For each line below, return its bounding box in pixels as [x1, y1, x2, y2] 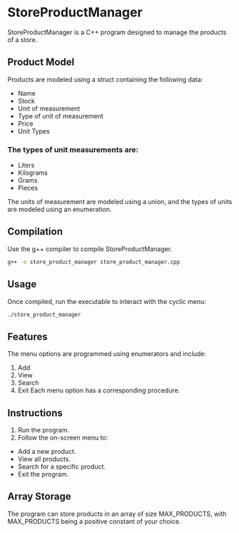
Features [7, 330, 48, 342]
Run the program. [17, 426, 70, 435]
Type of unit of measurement [17, 111, 103, 120]
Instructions [7, 407, 63, 419]
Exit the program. [17, 470, 69, 479]
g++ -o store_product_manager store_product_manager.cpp [7, 258, 180, 265]
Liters [17, 161, 35, 170]
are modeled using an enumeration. [7, 205, 112, 214]
